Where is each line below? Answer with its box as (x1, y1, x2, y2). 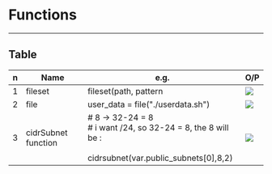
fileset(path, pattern (87, 85, 164, 96)
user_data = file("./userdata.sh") (87, 99, 210, 110)
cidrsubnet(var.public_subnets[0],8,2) (87, 152, 233, 163)
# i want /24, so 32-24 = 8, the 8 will (87, 121, 229, 133)
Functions (8, 6, 77, 24)
